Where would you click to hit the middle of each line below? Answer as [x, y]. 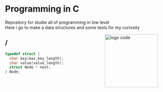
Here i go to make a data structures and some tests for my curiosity [72, 27]
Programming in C [42, 9]
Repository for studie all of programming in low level [57, 22]
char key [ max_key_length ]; [37, 58]
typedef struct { [23, 54]
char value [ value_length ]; [37, 63]
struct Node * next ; [30, 67]
